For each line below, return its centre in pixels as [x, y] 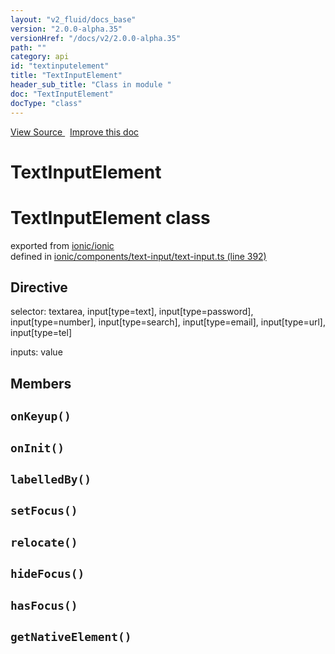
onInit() [37, 448]
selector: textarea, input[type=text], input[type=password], [132, 312]
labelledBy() [51, 479]
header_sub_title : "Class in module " [91, 85]
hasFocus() [44, 605]
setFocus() [44, 511]
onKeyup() [41, 416]
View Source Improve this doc [75, 132]
